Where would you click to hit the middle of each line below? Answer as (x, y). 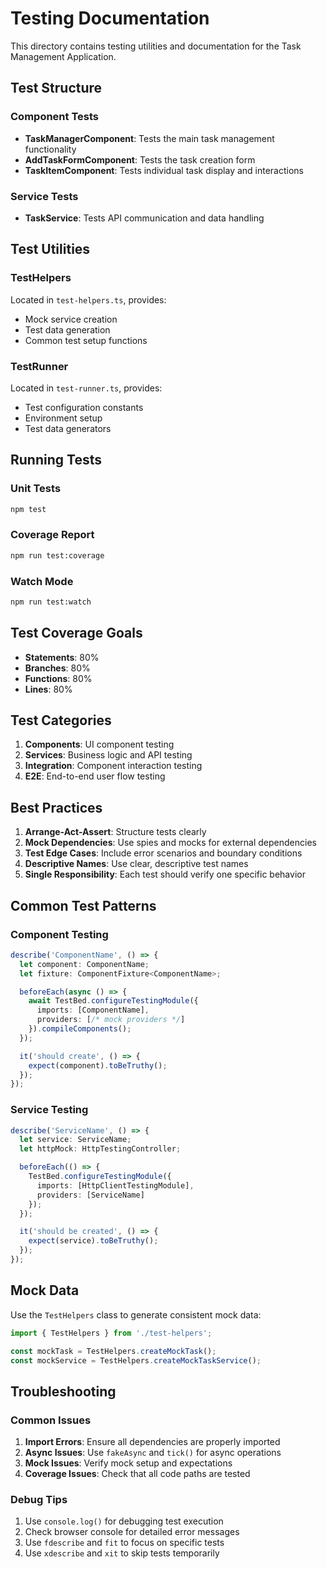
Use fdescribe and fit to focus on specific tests (124, 1543)
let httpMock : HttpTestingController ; (100, 1149)
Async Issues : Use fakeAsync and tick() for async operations (153, 1453)
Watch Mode (42, 581)
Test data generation (67, 329)
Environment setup (63, 418)
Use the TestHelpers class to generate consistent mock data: (136, 1314)
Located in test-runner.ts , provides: (86, 388)
